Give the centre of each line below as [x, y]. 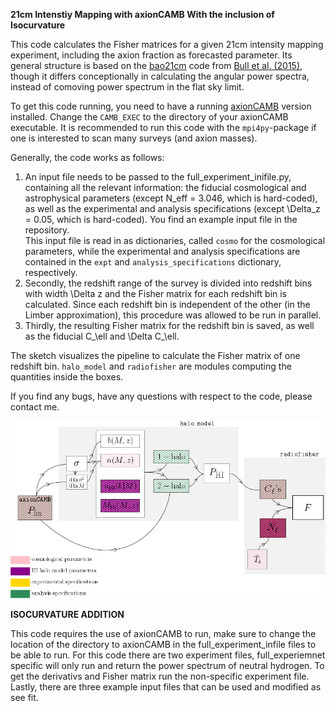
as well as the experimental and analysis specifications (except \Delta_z [172, 208]
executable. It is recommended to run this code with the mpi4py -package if [163, 127]
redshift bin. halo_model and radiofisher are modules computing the [151, 366]
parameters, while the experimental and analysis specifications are [162, 251]
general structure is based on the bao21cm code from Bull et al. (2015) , [156, 65]
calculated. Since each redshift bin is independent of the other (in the [167, 304]
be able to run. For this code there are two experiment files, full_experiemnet [168, 655]
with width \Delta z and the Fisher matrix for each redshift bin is [156, 293]
